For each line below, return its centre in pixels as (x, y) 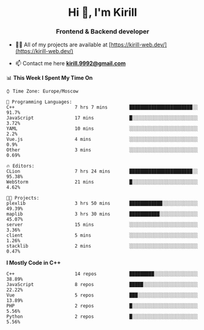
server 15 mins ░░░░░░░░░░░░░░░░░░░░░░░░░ (102, 225)
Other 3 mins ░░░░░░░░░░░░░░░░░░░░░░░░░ (102, 150)
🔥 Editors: (20, 166)
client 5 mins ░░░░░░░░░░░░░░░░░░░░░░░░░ (102, 235)
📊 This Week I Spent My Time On (49, 78)
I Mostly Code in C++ (34, 263)
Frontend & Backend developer (103, 32)
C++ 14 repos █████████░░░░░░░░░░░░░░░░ (102, 274)
